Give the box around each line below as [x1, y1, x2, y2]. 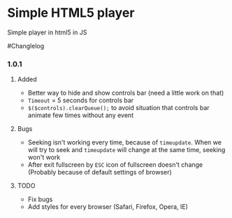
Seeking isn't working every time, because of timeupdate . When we [27, 138, 222, 147]
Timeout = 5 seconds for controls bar [27, 96, 134, 104]
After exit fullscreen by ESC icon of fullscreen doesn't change [27, 161, 203, 169]
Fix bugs [27, 195, 53, 204]
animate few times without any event [27, 111, 134, 120]
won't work [27, 153, 61, 162]
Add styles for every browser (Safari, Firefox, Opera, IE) [27, 203, 189, 211]
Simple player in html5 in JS [7, 28, 87, 36]
